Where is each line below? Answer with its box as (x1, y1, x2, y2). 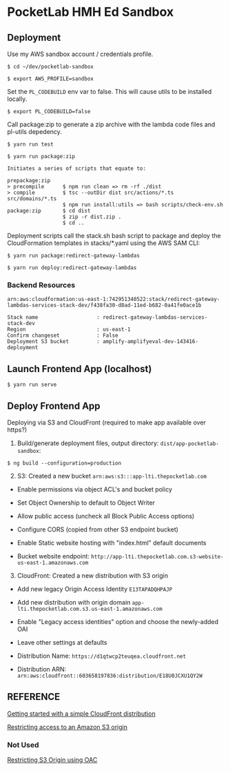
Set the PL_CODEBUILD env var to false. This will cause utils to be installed (7, 88, 212, 95)
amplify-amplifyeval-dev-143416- (102, 338, 198, 345)
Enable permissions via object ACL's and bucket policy (17, 485, 172, 494)
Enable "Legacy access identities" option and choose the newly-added (17, 617, 219, 625)
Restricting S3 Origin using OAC (7, 756, 98, 764)
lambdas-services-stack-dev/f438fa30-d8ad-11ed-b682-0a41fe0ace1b (7, 302, 202, 309)
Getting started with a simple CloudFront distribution (7, 709, 156, 718)
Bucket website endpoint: (17, 552, 90, 560)
